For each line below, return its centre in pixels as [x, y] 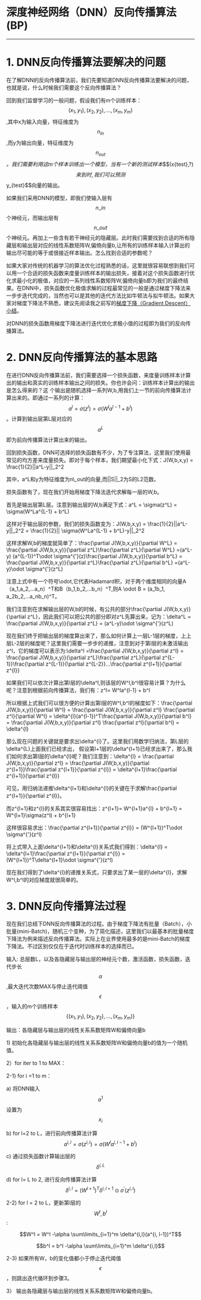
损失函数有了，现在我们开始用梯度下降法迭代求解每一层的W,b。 [84, 492]
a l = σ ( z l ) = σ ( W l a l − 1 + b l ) [100, 408]
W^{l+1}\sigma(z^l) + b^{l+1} [41, 815]
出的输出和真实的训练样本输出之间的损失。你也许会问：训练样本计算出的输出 [100, 383]
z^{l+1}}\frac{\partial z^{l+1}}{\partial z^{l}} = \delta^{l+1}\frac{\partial [92, 769]
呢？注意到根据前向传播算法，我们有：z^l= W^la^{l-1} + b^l [78, 690]
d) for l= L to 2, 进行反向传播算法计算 [51, 1180]
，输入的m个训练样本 [32, 1006]
